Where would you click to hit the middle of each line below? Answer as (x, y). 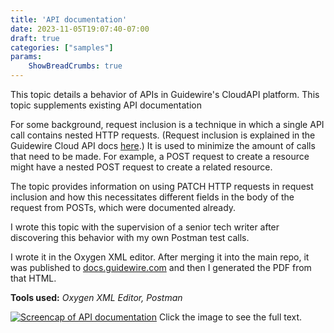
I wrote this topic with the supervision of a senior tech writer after (145, 227)
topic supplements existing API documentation (106, 105)
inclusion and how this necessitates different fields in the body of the (152, 197)
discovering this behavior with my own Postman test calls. (130, 237)
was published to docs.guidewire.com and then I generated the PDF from (161, 267)
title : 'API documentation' (69, 19)
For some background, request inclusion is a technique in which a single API (167, 124)
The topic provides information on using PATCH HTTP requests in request (162, 186)
